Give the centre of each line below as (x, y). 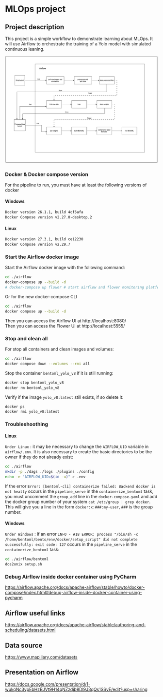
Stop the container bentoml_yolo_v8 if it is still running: (59, 373)
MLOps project (35, 9)
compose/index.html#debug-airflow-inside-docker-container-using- (73, 593)
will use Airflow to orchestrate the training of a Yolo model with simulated (78, 44)
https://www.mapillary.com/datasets (41, 657)
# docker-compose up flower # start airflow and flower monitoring (75, 288)
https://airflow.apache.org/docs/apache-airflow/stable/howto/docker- (75, 587)
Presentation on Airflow (42, 672)
